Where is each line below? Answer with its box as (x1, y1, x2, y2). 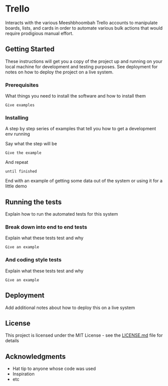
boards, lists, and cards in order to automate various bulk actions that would (5, 25, 163, 31)
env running (5, 131, 30, 137)
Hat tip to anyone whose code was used (12, 365, 96, 372)
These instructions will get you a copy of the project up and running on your (5, 58, 162, 64)
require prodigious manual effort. (5, 30, 74, 36)
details (5, 338, 19, 344)
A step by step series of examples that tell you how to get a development (5, 126, 156, 132)
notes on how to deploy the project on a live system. (5, 69, 114, 75)
